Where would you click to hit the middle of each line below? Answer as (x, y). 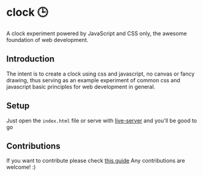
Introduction (31, 59)
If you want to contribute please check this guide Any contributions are (96, 161)
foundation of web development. (47, 40)
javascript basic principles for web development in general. (81, 86)
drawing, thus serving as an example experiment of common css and (93, 80)
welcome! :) (21, 167)
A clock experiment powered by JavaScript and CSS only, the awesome (97, 33)
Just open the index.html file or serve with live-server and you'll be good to (102, 121)
